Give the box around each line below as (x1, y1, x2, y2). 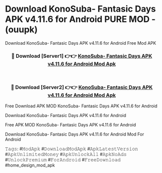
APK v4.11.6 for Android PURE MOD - (5, 14, 156, 25)
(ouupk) (5, 24, 38, 35)
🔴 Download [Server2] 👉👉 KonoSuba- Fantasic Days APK (10, 84, 153, 91)
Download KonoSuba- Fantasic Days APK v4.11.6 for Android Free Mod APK (5, 40, 157, 46)
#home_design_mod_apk (5, 162, 55, 168)
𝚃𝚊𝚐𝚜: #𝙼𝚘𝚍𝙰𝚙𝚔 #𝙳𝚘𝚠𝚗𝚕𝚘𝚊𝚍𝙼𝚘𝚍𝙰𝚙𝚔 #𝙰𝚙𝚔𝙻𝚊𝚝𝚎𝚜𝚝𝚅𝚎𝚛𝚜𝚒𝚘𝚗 (5, 146, 139, 152)
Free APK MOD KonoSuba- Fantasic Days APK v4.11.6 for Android (5, 121, 136, 127)
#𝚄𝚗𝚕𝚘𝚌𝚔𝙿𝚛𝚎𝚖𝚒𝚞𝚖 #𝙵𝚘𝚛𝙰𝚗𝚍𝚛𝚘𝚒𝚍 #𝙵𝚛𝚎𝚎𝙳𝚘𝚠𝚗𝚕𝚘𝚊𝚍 (5, 156, 121, 162)
